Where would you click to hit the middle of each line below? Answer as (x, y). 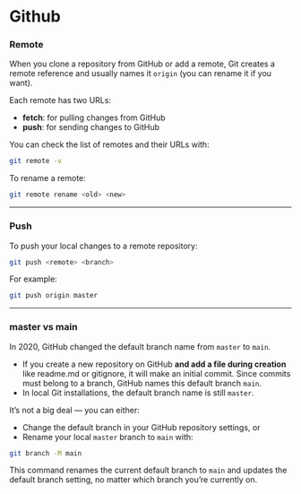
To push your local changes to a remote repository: (103, 246)
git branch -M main (46, 453)
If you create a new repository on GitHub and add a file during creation (154, 364)
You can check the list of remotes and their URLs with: (109, 144)
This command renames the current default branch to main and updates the (148, 470)
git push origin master (54, 296)
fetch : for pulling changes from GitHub (94, 117)
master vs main (43, 327)
